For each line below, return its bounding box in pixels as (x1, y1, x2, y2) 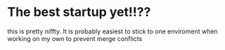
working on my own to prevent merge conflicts (7, 34, 143, 42)
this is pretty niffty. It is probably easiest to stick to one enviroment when (7, 27, 218, 35)
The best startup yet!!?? (7, 4, 151, 20)
